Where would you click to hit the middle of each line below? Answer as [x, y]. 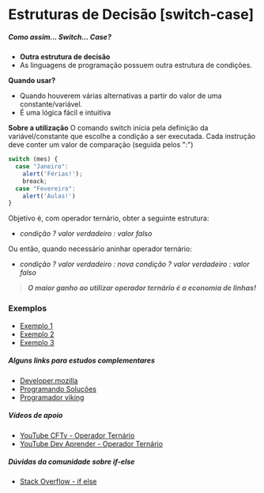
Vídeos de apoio [36, 416]
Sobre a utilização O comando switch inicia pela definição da [108, 128]
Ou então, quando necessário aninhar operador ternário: [100, 249]
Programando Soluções [58, 389]
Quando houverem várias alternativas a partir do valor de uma [121, 96]
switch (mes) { [33, 160]
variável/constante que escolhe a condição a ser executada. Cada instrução [132, 137]
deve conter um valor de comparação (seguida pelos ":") [101, 145]
